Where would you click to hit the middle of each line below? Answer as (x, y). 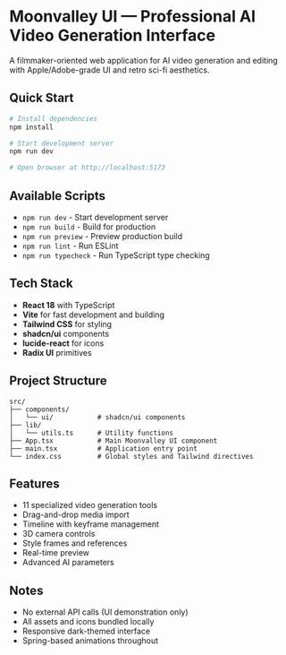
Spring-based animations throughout (90, 641)
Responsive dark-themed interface (86, 631)
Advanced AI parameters (68, 563)
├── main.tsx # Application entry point (104, 448)
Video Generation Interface (113, 35)
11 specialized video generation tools (90, 505)
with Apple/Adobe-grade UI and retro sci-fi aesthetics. (109, 70)
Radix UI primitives (57, 352)
